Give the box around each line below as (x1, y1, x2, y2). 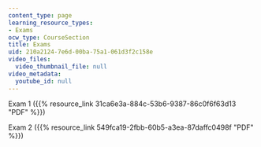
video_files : (8, 56, 51, 64)
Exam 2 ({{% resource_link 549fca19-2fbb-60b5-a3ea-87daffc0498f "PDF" (8, 123, 254, 132)
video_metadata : (8, 70, 62, 78)
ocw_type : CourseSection (8, 33, 90, 42)
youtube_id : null (15, 77, 73, 85)
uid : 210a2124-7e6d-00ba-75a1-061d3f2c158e (8, 48, 154, 56)
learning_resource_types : (8, 19, 93, 27)
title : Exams (8, 41, 51, 49)
